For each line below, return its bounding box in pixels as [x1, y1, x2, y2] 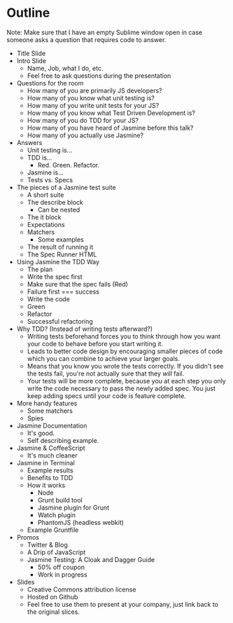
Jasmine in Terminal [16, 458, 75, 467]
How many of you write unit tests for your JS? [27, 101, 160, 109]
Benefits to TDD [27, 473, 73, 481]
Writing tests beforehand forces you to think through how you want [27, 331, 221, 341]
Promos [16, 533, 40, 541]
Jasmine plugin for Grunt [37, 503, 110, 512]
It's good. [27, 429, 55, 437]
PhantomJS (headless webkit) [37, 518, 124, 526]
